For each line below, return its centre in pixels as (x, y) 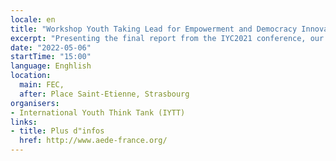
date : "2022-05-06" (51, 47)
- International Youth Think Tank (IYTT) (98, 112)
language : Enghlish (51, 66)
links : (24, 122)
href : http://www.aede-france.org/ (93, 141)
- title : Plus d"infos (57, 131)
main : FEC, (42, 85)
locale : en (33, 19)
